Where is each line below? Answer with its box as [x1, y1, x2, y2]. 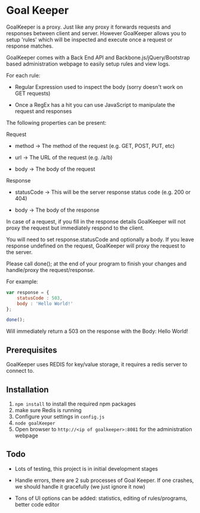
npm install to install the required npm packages [14, 400, 136, 407]
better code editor [14, 500, 60, 508]
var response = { [6, 289, 50, 295]
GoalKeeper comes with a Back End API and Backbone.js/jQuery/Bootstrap [6, 54, 190, 61]
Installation [6, 384, 49, 394]
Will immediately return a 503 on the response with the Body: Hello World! [6, 327, 189, 335]
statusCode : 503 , [17, 295, 63, 301]
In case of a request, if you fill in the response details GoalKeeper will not [6, 218, 186, 225]
